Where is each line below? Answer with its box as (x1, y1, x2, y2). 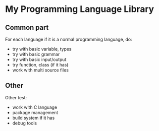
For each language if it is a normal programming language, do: (5, 36, 132, 42)
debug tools (12, 120, 37, 126)
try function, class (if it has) (12, 62, 69, 67)
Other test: (5, 94, 27, 100)
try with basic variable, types (12, 46, 72, 52)
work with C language (12, 104, 57, 110)
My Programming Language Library (5, 3, 155, 15)
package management (12, 109, 58, 115)
